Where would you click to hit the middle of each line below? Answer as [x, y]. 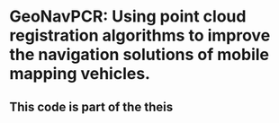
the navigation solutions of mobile [139, 55]
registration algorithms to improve [140, 35]
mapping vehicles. [80, 74]
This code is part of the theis [91, 106]
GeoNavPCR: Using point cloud [128, 17]
